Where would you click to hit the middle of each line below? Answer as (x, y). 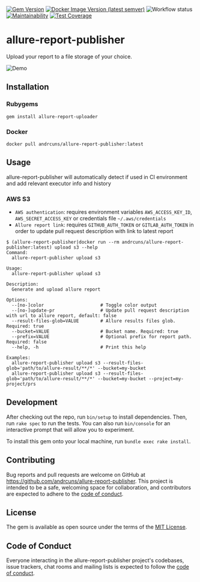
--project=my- (166, 379)
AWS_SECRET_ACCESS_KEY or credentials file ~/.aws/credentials (90, 219)
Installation (28, 87)
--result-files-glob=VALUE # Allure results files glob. (94, 321)
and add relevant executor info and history (59, 183)
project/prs (21, 384)
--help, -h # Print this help (79, 347)
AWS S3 (18, 199)
